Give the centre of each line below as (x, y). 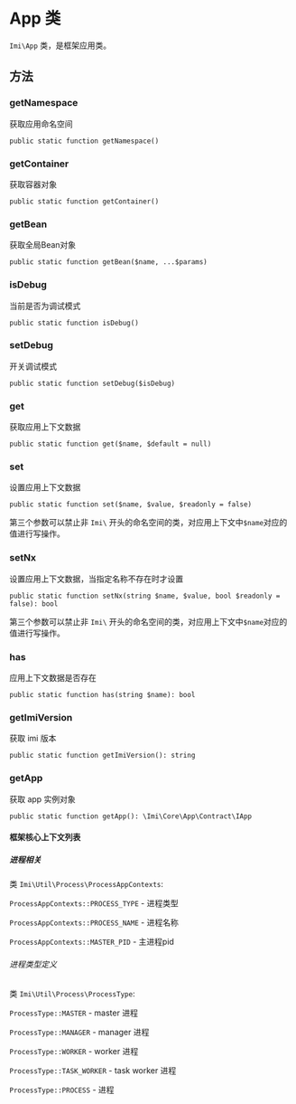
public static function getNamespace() (84, 141)
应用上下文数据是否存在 (53, 678)
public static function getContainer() (84, 201)
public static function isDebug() (74, 323)
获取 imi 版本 (33, 739)
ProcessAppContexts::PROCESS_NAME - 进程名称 (94, 922)
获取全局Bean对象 (43, 245)
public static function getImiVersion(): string (102, 756)
